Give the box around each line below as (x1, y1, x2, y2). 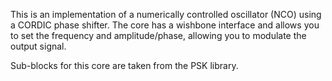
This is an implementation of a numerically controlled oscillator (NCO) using (10, 9, 322, 20)
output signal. (10, 40, 67, 52)
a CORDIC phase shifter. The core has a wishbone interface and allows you (10, 19, 320, 31)
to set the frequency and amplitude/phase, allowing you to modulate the (10, 30, 307, 41)
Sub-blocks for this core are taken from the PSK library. (10, 60, 239, 71)
